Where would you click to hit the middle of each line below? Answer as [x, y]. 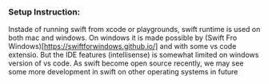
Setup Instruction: [44, 12]
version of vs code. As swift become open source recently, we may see [126, 63]
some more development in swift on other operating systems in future [123, 72]
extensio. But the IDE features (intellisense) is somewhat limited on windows [134, 55]
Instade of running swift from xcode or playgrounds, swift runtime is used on [134, 30]
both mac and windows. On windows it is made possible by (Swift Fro [123, 38]
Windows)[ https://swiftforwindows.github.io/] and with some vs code [122, 46]
